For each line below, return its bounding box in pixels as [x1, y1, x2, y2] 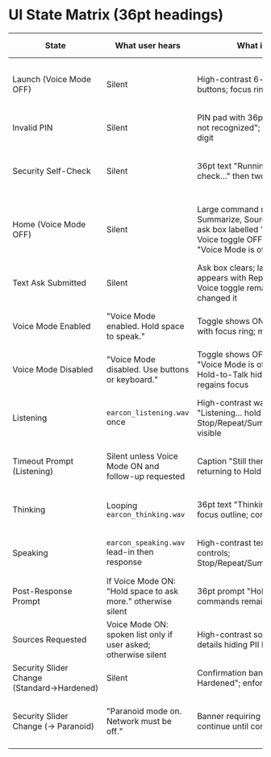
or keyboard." [106, 373, 159, 385]
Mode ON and [106, 460, 160, 472]
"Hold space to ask [106, 585, 179, 597]
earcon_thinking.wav [106, 510, 186, 519]
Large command [197, 203, 260, 214]
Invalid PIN [12, 122, 53, 133]
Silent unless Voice [106, 450, 179, 461]
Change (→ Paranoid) [12, 720, 95, 731]
